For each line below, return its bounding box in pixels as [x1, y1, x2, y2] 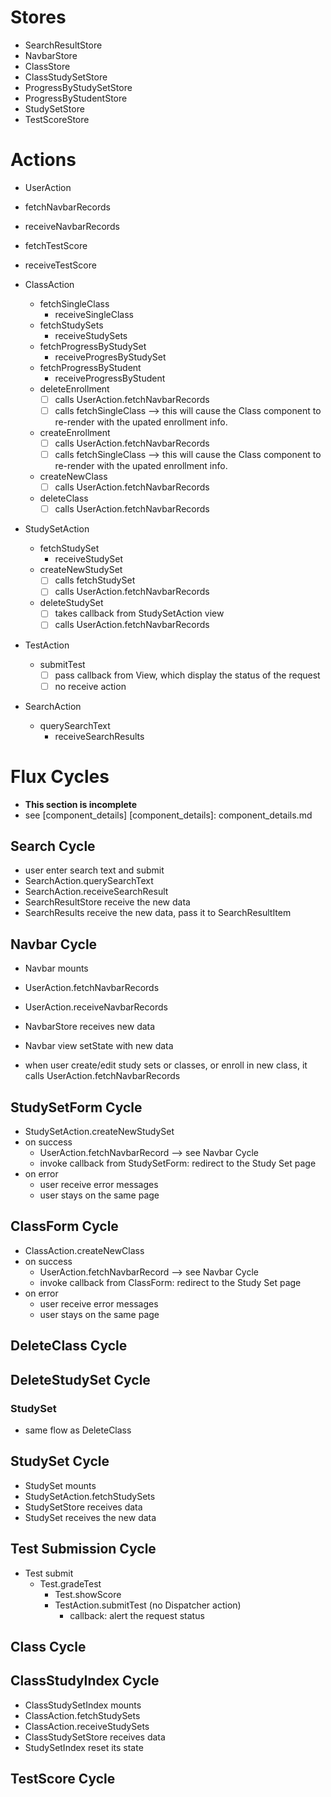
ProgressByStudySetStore [24, 81, 133, 93]
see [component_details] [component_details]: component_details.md [24, 809, 313, 821]
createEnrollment [39, 427, 111, 438]
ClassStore [24, 60, 71, 72]
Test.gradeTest [39, 1577, 102, 1590]
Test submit [24, 1567, 74, 1579]
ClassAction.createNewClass [24, 1244, 145, 1256]
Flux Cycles [10, 765, 110, 788]
